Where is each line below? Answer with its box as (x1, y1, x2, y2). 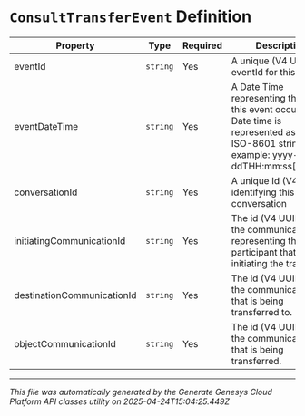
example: (231, 148, 271, 160)
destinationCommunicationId (14, 288, 137, 301)
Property (55, 39, 95, 52)
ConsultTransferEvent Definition (9, 6, 252, 27)
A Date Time (231, 80, 284, 92)
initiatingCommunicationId (14, 234, 126, 247)
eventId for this (231, 65, 296, 78)
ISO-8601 (231, 137, 277, 150)
